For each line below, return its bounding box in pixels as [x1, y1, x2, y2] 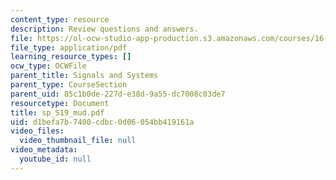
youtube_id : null [19, 154, 92, 164]
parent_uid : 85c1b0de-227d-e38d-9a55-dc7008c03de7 [10, 89, 226, 99]
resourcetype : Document [10, 98, 110, 108]
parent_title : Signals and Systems [10, 71, 159, 81]
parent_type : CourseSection [10, 80, 128, 90]
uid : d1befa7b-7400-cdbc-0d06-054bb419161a [10, 117, 195, 127]
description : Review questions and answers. [10, 24, 199, 34]
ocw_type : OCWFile [10, 61, 87, 71]
